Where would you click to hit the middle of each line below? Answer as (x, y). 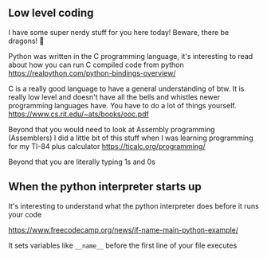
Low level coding (51, 13)
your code (25, 214)
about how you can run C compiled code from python (96, 64)
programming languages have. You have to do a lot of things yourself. (122, 105)
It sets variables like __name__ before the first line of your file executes (123, 245)
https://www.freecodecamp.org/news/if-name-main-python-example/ (124, 229)
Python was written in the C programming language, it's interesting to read (131, 56)
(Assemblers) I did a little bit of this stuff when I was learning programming (131, 138)
